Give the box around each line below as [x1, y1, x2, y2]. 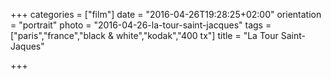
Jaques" [10, 40, 45, 52]
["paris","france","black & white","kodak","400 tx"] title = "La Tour [10, 30, 279, 41]
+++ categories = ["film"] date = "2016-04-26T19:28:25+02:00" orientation [10, 9, 322, 20]
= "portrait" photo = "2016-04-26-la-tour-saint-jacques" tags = [10, 19, 272, 31]
